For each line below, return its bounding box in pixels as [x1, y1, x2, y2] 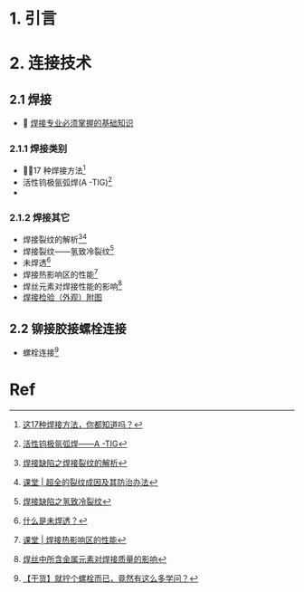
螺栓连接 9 [22, 346, 60, 358]
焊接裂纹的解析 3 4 [22, 233, 88, 244]
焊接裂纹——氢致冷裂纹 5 [22, 243, 115, 256]
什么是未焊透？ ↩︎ [22, 515, 88, 526]
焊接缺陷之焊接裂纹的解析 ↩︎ [22, 457, 128, 468]
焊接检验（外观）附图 [22, 291, 102, 303]
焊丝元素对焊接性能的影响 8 [22, 279, 123, 291]
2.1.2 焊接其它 [9, 211, 71, 224]
